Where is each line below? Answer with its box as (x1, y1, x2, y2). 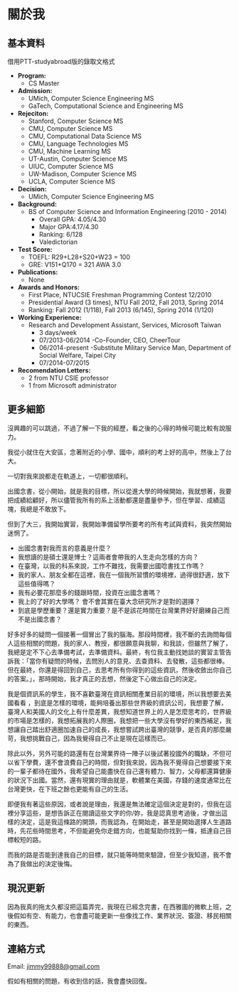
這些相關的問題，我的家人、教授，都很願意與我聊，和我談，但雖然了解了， (13, 639, 232, 647)
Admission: (17, 87, 53, 95)
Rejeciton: (17, 110, 49, 117)
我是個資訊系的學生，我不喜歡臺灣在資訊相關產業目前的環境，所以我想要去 (7, 689, 225, 698)
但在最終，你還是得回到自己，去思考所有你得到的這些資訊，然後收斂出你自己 (7, 666, 232, 674)
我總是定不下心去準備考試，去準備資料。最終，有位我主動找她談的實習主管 (7, 648, 225, 656)
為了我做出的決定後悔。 (7, 859, 76, 868)
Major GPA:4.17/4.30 (38, 223, 99, 231)
